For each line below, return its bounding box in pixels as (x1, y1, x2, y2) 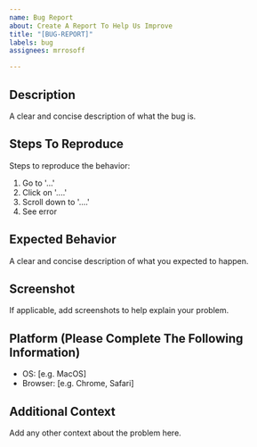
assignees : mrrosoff (9, 46, 86, 55)
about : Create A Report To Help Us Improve (9, 21, 173, 30)
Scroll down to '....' (21, 196, 91, 207)
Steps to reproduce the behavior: (9, 160, 131, 170)
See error (21, 206, 58, 217)
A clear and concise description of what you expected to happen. (9, 255, 249, 266)
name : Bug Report (9, 12, 74, 22)
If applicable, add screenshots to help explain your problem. (9, 305, 229, 316)
